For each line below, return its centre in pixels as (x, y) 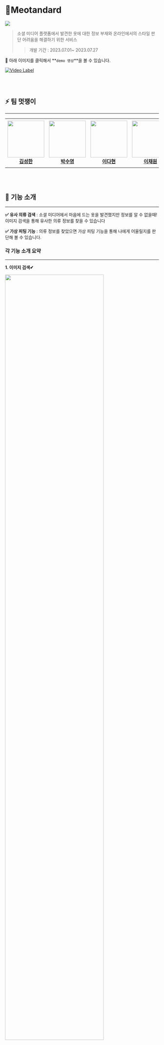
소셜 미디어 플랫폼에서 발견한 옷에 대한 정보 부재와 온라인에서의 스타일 (83, 33)
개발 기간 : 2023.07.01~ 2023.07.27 (64, 50)
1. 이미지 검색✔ (20, 267)
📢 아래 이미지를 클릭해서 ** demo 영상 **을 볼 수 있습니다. (58, 60)
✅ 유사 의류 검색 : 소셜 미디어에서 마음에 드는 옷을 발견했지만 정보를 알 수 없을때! (81, 214)
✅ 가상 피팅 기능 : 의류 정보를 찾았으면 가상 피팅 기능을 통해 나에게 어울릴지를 (78, 231)
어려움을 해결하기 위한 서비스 (50, 39)
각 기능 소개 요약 (23, 251)
